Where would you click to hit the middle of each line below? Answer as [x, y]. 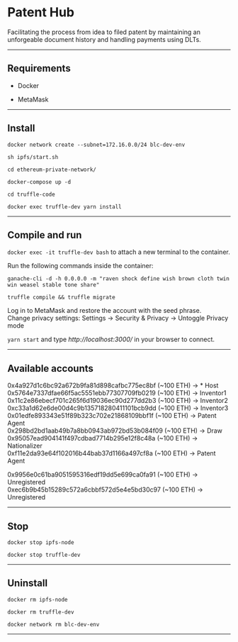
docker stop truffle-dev [44, 555]
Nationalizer [25, 446]
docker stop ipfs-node [41, 543]
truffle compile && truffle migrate [61, 298]
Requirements [39, 68]
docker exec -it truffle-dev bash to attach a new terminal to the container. [119, 252]
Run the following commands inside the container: [80, 266]
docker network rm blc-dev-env [53, 624]
